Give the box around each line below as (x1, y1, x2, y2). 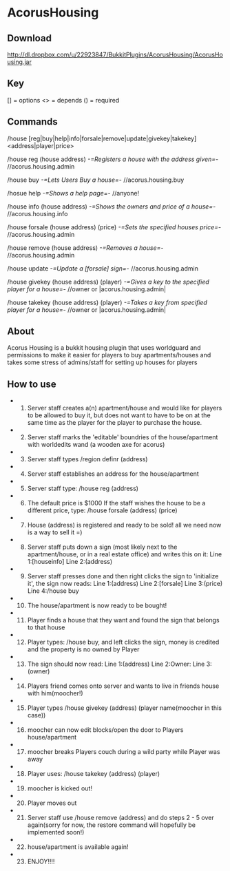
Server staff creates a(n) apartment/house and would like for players (27, 404, 222, 412)
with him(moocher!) (27, 689, 84, 697)
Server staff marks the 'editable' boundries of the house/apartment (27, 433, 218, 441)
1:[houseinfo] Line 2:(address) (27, 558, 113, 566)
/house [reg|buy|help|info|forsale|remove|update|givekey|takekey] (7, 134, 197, 143)
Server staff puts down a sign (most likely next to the (27, 543, 178, 552)
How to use (7, 378, 56, 390)
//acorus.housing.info (7, 209, 68, 218)
